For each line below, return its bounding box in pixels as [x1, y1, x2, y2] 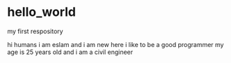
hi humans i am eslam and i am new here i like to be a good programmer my [7, 40, 224, 48]
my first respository [7, 27, 64, 35]
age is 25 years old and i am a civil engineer [7, 48, 134, 56]
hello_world [7, 4, 77, 20]
